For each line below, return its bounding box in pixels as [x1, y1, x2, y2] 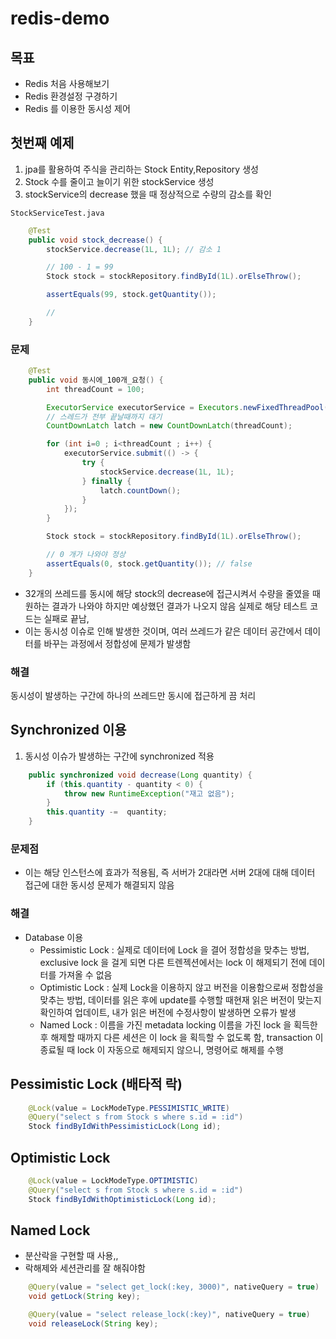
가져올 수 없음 [58, 968, 113, 981]
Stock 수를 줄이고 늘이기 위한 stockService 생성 [24, 175, 215, 187]
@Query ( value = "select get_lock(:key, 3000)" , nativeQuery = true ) [28, 1282, 320, 1292]
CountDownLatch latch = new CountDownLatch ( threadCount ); [46, 421, 293, 431]
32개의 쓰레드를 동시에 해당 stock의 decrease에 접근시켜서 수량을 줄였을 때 [24, 587, 321, 599]
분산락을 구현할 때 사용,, [24, 1250, 119, 1262]
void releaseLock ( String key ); [28, 1319, 159, 1329]
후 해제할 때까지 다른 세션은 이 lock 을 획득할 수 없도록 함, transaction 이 [39, 1031, 324, 1043]
